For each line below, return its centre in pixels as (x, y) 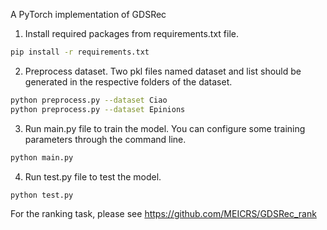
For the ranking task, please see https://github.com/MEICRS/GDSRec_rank (163, 214)
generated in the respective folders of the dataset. (128, 81)
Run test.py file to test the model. (93, 176)
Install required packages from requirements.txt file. (131, 33)
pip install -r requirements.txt (80, 52)
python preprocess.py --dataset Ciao (89, 100)
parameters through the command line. (105, 139)
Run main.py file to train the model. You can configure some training (165, 128)
